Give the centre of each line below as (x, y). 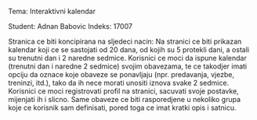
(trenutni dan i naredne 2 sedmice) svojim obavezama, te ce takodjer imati (128, 66)
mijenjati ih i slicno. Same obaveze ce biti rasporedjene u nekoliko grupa (125, 99)
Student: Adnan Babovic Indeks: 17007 (71, 26)
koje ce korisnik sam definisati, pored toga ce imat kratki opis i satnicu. (122, 108)
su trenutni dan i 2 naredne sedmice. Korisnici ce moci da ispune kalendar (127, 58)
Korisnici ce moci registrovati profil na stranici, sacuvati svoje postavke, (123, 91)
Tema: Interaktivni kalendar (52, 11)
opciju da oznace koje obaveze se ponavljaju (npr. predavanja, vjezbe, (121, 74)
